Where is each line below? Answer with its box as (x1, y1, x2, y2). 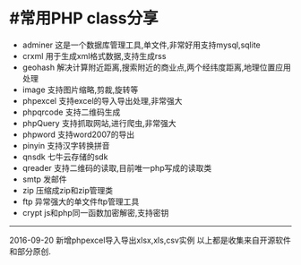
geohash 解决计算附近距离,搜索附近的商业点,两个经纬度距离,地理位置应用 (21, 62, 291, 73)
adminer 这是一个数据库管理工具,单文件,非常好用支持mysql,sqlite (21, 39, 262, 50)
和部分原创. (9, 245, 52, 256)
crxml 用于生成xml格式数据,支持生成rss (21, 50, 167, 61)
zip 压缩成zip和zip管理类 (21, 184, 114, 195)
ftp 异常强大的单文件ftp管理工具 (21, 196, 140, 207)
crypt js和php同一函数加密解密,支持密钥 (21, 207, 169, 218)
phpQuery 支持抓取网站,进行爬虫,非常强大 (21, 117, 176, 128)
